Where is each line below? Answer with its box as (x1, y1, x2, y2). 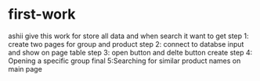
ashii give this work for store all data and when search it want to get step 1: (8, 31, 249, 40)
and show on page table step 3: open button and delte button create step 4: (8, 48, 253, 57)
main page (8, 64, 43, 73)
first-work (8, 5, 76, 23)
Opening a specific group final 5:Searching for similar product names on (8, 56, 241, 65)
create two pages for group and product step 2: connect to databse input (8, 39, 244, 48)
